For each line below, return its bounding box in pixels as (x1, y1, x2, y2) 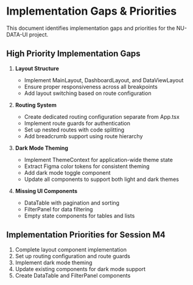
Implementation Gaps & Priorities (6, 4, 177, 18)
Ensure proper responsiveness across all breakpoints (24, 83, 158, 90)
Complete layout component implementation (15, 245, 127, 253)
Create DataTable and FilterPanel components (15, 272, 131, 279)
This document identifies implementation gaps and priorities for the (6, 24, 175, 32)
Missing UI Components (15, 187, 78, 194)
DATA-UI (6, 30, 28, 38)
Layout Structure (15, 65, 60, 72)
